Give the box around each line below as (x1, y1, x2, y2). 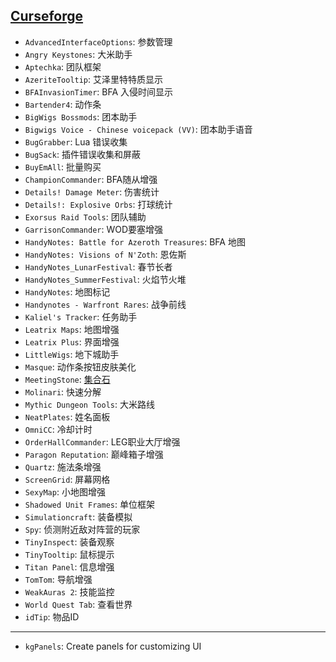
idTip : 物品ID (24, 610, 80, 623)
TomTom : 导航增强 (24, 573, 93, 585)
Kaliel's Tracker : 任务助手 (24, 310, 138, 323)
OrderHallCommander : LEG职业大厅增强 (24, 435, 181, 448)
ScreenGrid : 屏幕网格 (24, 473, 111, 485)
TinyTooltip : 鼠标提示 (24, 548, 115, 560)
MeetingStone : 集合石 (24, 373, 111, 385)
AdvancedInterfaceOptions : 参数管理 (24, 35, 173, 48)
